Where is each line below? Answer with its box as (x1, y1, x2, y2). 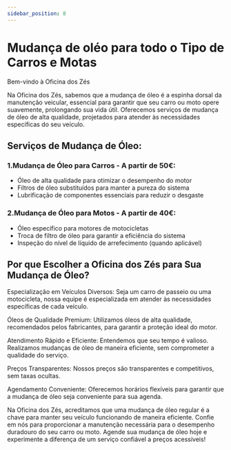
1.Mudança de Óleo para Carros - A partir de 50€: (7, 160, 176, 170)
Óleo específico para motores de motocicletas (17, 224, 149, 232)
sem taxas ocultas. (7, 372, 61, 380)
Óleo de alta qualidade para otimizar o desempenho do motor (17, 177, 192, 185)
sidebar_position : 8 (7, 10, 67, 17)
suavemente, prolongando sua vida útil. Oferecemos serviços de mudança (7, 105, 219, 114)
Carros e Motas (7, 55, 97, 70)
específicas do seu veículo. (7, 120, 85, 128)
